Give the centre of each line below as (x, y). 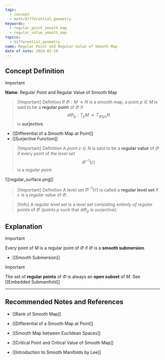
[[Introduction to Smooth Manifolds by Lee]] (57, 352)
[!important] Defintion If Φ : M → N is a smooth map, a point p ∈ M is (87, 102)
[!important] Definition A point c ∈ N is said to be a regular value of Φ (88, 148)
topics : (13, 38)
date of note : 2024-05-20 (31, 51)
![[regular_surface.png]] (29, 179)
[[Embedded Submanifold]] (33, 282)
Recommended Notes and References (64, 302)
